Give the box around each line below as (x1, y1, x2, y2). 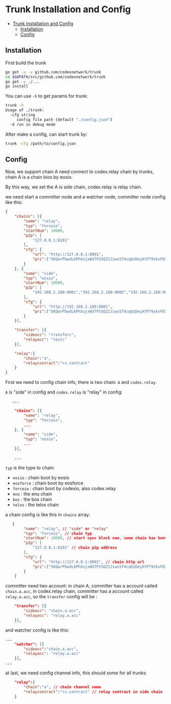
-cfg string (10, 112, 36, 117)
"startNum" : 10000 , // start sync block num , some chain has (23, 536, 156, 541)
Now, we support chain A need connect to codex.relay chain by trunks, (5, 168, 154, 175)
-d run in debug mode (10, 122, 56, 127)
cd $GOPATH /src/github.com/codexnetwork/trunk (5, 74, 106, 80)
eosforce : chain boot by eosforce (12, 480, 84, 486)
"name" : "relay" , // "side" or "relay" (23, 526, 108, 531)
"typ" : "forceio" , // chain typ (23, 531, 93, 536)
